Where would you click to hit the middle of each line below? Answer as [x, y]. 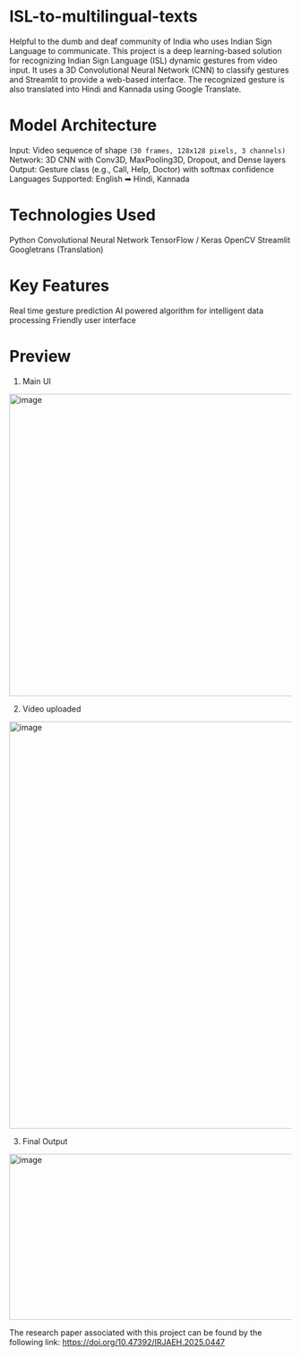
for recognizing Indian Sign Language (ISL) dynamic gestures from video [143, 60]
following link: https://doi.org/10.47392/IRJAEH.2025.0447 [117, 1342]
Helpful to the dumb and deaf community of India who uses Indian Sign [141, 41]
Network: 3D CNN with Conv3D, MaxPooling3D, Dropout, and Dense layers [148, 160]
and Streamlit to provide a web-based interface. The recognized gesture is [147, 79]
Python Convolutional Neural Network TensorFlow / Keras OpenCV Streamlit [150, 240]
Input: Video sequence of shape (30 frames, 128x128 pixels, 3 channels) [148, 150]
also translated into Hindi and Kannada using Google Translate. [125, 89]
